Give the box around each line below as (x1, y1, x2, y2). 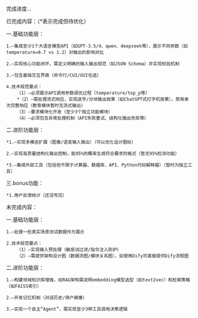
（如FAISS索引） (6, 283, 42, 289)
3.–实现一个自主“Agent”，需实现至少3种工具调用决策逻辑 (6, 306, 128, 312)
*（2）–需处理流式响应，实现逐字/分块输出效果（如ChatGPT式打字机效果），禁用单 (17, 96, 189, 102)
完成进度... (6, 5, 32, 12)
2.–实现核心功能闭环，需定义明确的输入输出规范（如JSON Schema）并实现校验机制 (6, 61, 180, 67)
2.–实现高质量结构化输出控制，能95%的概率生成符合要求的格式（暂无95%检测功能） (6, 151, 180, 157)
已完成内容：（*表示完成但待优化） (6, 18, 90, 25)
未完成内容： (6, 203, 37, 210)
